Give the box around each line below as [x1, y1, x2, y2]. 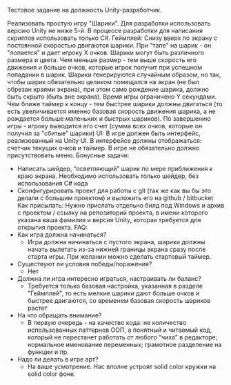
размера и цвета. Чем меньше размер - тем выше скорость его [7, 56, 197, 64]
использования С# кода [17, 179, 88, 187]
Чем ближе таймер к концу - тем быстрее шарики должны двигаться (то [7, 100, 223, 108]
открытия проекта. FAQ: [17, 224, 88, 231]
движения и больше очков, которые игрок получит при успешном [7, 63, 202, 71]
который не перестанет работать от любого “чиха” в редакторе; [27, 333, 218, 341]
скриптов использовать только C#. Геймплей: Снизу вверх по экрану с [7, 34, 218, 42]
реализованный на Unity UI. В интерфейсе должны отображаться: [7, 137, 202, 144]
